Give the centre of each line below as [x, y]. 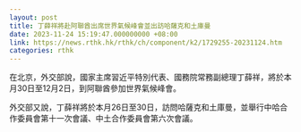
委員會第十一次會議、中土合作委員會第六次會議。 [107, 119]
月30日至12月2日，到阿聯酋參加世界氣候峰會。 [95, 88]
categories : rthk [42, 51]
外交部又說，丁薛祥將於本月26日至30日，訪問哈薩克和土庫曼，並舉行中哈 [145, 107]
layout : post [34, 17]
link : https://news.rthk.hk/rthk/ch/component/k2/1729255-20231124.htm [146, 42]
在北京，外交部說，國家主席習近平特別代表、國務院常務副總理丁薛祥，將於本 [150, 78]
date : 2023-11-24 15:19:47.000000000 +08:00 [94, 34]
